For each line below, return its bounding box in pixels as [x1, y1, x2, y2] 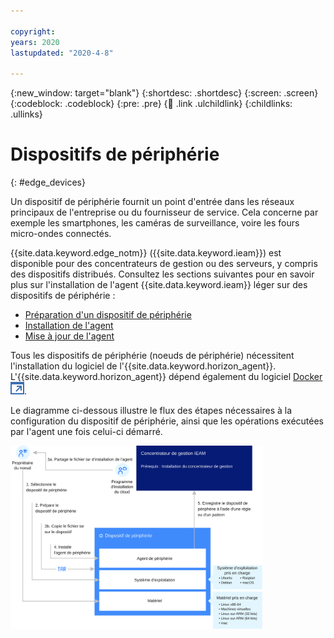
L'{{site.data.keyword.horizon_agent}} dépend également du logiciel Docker [10, 371, 323, 383]
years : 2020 [10, 37, 60, 47]
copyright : [10, 26, 56, 37]
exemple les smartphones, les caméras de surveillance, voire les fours [10, 217, 300, 229]
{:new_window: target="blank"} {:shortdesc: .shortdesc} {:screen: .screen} [10, 87, 319, 99]
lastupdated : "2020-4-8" [10, 48, 114, 58]
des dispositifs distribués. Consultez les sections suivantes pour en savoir [10, 268, 315, 280]
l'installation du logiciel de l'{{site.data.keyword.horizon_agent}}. [10, 360, 277, 372]
